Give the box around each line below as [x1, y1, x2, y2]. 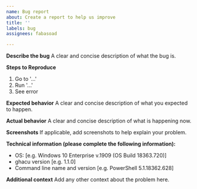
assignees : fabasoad [6, 31, 58, 37]
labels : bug [6, 25, 36, 31]
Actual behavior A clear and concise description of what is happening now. [6, 117, 192, 125]
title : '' [6, 20, 31, 26]
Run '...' [14, 81, 33, 89]
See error [14, 88, 39, 95]
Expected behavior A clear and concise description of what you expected [6, 99, 188, 107]
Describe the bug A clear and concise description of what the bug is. [6, 52, 176, 59]
